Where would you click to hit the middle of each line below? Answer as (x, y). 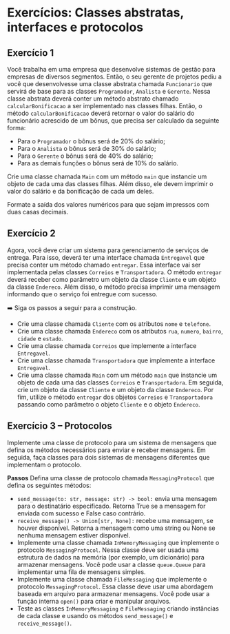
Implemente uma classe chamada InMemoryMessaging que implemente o (118, 542)
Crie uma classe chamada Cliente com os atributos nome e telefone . (114, 324)
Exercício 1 (31, 53)
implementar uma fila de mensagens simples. (81, 572)
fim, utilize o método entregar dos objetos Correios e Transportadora (115, 397)
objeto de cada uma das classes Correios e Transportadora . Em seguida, (120, 382)
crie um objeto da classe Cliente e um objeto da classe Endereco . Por (115, 389)
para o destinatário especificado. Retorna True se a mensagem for (111, 506)
